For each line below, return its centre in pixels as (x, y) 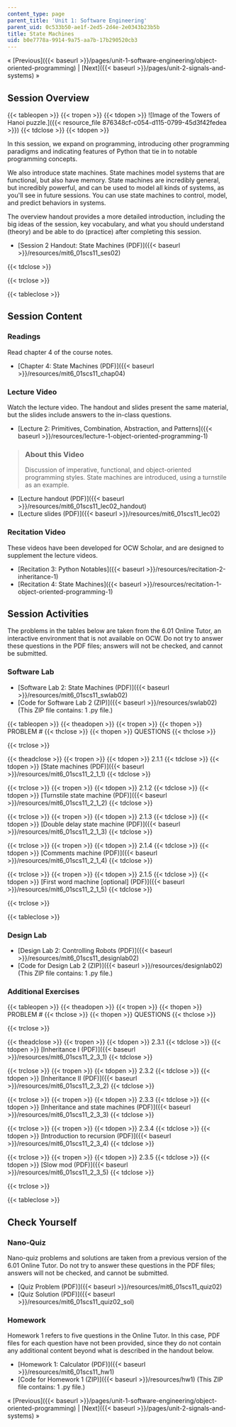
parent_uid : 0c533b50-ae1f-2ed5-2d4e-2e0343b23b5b (84, 27)
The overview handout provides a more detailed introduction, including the (116, 216)
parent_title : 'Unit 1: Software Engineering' (77, 21)
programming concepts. (43, 159)
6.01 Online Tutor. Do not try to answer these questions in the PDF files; (111, 1265)
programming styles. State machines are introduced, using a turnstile (125, 478)
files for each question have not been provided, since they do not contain (114, 1343)
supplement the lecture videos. (52, 555)
